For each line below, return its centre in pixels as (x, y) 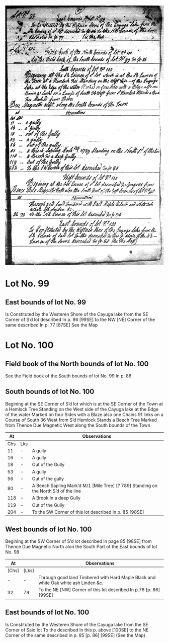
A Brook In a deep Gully (56, 498)
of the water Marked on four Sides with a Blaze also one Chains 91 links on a (84, 414)
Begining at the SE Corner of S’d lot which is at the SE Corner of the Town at (84, 404)
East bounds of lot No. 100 (47, 613)
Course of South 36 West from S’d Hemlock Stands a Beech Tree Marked (81, 420)
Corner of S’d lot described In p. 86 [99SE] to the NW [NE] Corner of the (80, 319)
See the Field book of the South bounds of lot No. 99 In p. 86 (68, 376)
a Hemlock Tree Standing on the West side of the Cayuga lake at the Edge (82, 409)
